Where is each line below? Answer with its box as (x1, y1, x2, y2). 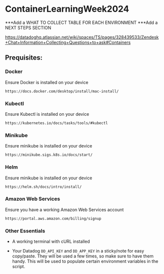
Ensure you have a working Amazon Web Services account (5, 207, 124, 212)
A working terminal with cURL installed (12, 238, 90, 245)
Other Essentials (5, 227, 45, 234)
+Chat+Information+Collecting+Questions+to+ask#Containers (5, 39, 131, 45)
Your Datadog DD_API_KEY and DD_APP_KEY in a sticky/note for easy (12, 248, 144, 254)
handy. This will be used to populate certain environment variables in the (12, 258, 159, 264)
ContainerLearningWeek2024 (5, 3, 129, 15)
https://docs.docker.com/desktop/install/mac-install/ (5, 89, 119, 94)
